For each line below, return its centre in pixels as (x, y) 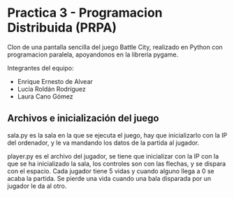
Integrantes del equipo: (41, 68)
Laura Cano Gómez (45, 96)
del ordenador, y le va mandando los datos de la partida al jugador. (103, 143)
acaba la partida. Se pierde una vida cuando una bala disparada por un (109, 178)
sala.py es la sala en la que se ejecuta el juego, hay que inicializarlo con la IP (117, 135)
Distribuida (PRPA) (62, 28)
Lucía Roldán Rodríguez (51, 89)
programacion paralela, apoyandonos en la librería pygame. (93, 54)
